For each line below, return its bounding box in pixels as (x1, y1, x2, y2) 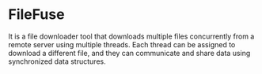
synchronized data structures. (8, 57, 106, 66)
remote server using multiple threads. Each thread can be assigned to (8, 39, 236, 49)
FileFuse (8, 6, 65, 24)
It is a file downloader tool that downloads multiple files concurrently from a (8, 31, 255, 41)
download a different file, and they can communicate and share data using (8, 48, 251, 57)
